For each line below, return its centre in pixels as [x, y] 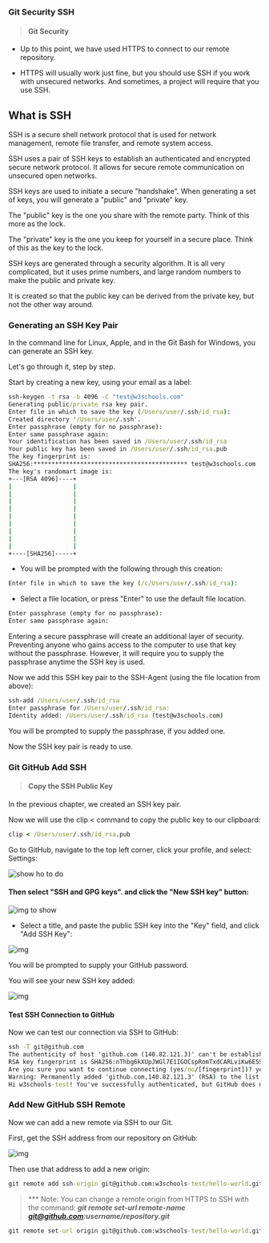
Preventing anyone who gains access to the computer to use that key [122, 645]
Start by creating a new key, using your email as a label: [100, 383]
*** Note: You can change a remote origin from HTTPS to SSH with [139, 1199]
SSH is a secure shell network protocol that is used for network [112, 134]
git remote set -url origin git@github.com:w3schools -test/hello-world [128, 1231]
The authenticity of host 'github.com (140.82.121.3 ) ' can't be [118, 1055]
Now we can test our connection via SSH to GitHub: [93, 1032]
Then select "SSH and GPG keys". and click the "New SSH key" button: [129, 892]
